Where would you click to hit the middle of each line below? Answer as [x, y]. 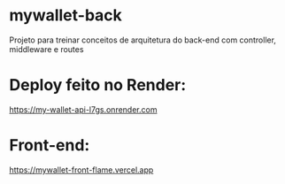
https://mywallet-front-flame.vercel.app [81, 170]
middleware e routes [46, 49]
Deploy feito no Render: [98, 85]
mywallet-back [65, 15]
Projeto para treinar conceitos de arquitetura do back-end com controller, [143, 40]
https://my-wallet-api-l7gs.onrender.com [83, 109]
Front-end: [50, 146]
